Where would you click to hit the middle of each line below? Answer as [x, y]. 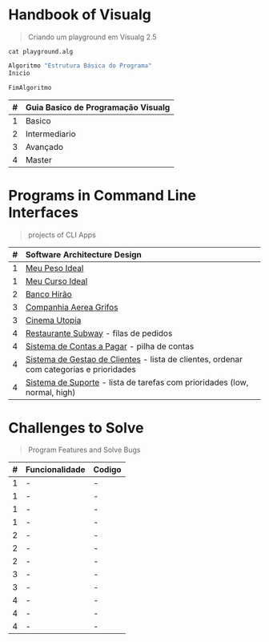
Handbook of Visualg [80, 15]
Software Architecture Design [84, 254]
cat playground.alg [41, 51]
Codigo [107, 470]
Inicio [19, 73]
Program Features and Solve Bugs [84, 450]
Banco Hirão [48, 294]
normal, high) [50, 392]
